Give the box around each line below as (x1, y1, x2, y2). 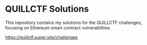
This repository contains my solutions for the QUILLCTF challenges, (5, 20, 143, 25)
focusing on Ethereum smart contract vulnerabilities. (5, 24, 112, 30)
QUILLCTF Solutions (5, 3, 89, 15)
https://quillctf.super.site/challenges (5, 34, 78, 40)
